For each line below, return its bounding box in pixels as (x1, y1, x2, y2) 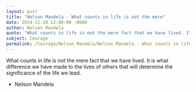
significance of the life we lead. (6, 69, 82, 76)
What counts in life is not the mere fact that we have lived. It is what (6, 56, 169, 64)
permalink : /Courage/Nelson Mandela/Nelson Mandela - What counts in (6, 41, 179, 47)
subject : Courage (6, 36, 48, 41)
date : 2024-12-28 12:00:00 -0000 (6, 19, 87, 25)
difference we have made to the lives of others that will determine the (6, 63, 173, 70)
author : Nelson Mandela (6, 24, 64, 31)
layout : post (6, 8, 38, 15)
